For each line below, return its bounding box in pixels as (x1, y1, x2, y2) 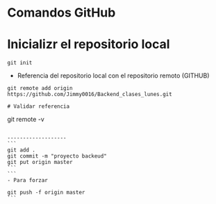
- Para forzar (7, 177, 49, 184)
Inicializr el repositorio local (7, 37, 170, 53)
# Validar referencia (7, 103, 70, 110)
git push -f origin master (7, 189, 85, 196)
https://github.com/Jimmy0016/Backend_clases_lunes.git (7, 91, 172, 98)
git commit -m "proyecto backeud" (7, 153, 108, 160)
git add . (7, 147, 36, 154)
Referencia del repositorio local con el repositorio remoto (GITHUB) (17, 71, 210, 80)
